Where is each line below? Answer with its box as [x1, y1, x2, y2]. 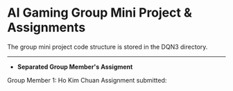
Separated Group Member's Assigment [17, 63, 133, 71]
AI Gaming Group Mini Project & [7, 5, 192, 21]
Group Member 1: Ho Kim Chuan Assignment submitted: [7, 76, 167, 84]
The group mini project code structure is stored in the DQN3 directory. [7, 42, 208, 51]
